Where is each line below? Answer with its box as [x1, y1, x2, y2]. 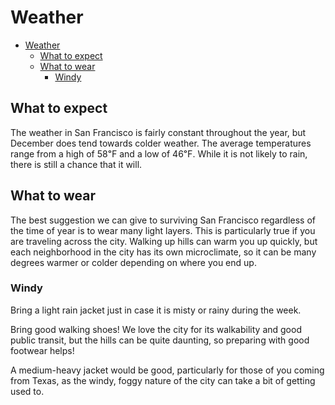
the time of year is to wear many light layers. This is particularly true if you [10, 224, 316, 236]
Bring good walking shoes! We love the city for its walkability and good [10, 323, 302, 335]
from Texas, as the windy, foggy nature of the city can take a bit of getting [10, 374, 316, 386]
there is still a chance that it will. [10, 158, 143, 170]
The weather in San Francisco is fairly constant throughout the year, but [10, 126, 307, 138]
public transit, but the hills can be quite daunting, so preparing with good [10, 334, 310, 346]
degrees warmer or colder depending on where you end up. [10, 256, 257, 268]
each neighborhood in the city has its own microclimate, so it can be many [10, 246, 317, 258]
